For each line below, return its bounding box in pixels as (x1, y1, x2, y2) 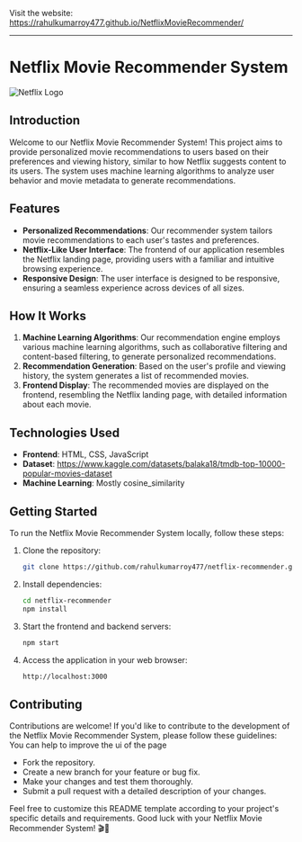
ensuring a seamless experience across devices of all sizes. (22, 282, 245, 293)
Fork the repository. (22, 757, 96, 768)
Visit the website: (9, 8, 74, 18)
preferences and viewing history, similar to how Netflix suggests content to (9, 156, 287, 166)
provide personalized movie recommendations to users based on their (9, 146, 270, 157)
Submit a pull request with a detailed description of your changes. (22, 786, 267, 797)
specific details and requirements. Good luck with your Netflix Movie (9, 813, 262, 824)
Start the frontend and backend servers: (22, 621, 172, 631)
